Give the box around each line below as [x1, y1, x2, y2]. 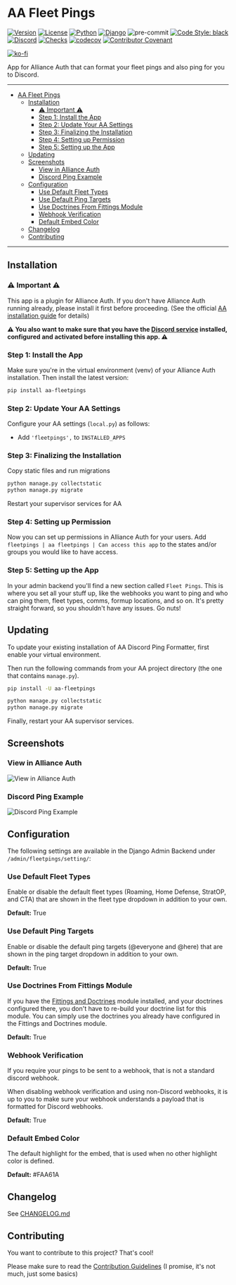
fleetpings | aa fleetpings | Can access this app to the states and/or [7, 540, 217, 549]
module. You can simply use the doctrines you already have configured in [7, 1012, 221, 1020]
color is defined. [7, 1157, 55, 1166]
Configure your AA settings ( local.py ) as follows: [7, 419, 150, 428]
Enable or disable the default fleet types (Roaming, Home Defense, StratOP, [7, 887, 226, 896]
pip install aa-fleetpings [7, 386, 86, 394]
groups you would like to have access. [7, 548, 118, 556]
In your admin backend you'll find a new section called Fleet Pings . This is [7, 581, 223, 589]
